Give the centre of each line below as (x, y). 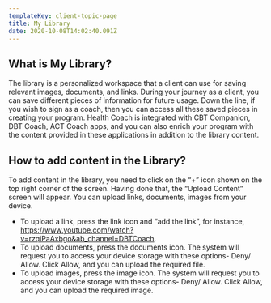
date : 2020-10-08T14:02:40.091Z (63, 31)
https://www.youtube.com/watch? (77, 230)
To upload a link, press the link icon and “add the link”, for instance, (132, 221)
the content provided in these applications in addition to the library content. (134, 135)
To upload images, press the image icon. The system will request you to (140, 273)
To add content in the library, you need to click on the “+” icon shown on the (135, 180)
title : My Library (39, 23)
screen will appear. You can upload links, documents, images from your (127, 197)
